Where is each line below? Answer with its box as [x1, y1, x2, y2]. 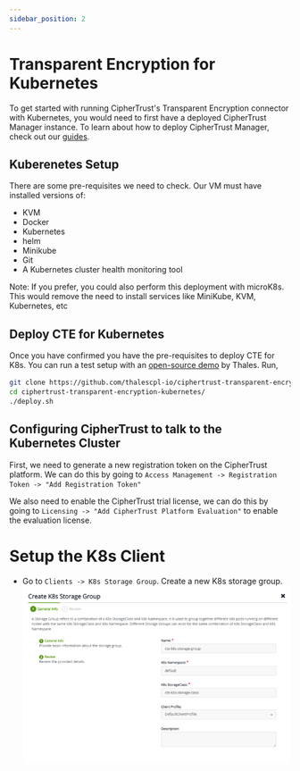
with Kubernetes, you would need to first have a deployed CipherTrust [9, 112, 267, 122]
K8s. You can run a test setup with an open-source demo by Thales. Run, [9, 360, 279, 371]
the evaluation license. [9, 515, 92, 525]
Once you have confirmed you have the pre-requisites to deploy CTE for [9, 350, 275, 361]
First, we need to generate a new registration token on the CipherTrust [9, 459, 268, 470]
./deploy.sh [9, 397, 54, 406]
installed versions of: [9, 190, 87, 201]
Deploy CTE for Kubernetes [9, 326, 165, 341]
